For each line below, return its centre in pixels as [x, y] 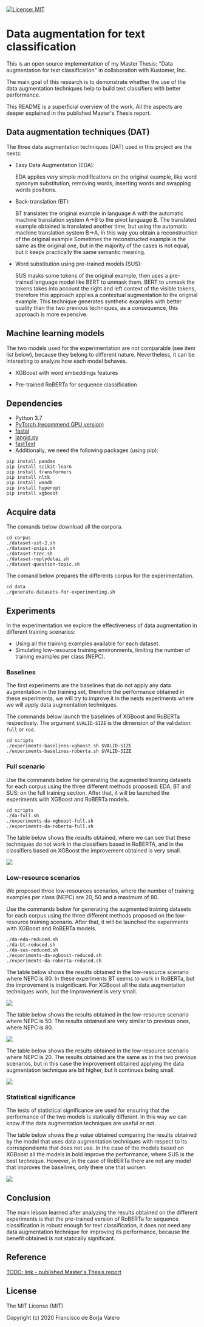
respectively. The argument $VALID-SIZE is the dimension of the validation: [99, 723]
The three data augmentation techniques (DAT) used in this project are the [99, 146]
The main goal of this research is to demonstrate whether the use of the [96, 81]
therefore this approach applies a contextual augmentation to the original [106, 295]
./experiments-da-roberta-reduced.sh [54, 961]
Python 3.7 [29, 418]
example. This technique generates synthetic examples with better [98, 301]
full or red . [21, 730]
